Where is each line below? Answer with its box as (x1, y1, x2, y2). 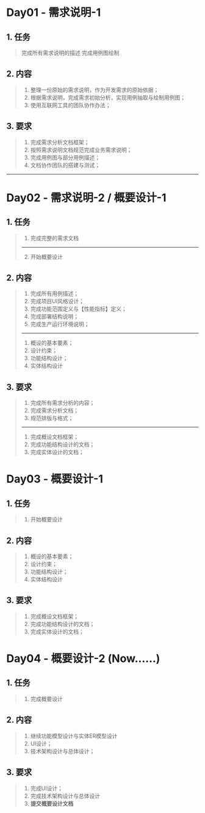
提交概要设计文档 (30, 800, 74, 807)
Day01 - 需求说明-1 (6, 6, 101, 20)
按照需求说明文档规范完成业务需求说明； (30, 146, 132, 153)
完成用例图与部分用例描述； (30, 153, 101, 161)
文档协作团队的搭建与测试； (30, 161, 101, 169)
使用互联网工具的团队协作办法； (30, 101, 111, 109)
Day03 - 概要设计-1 (6, 472, 104, 486)
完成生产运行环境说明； (30, 320, 90, 328)
